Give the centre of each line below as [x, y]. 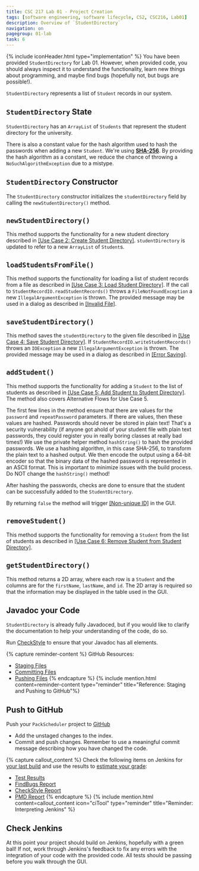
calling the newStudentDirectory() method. [59, 203]
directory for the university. [40, 132]
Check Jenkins [34, 828]
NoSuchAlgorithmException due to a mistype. [60, 163]
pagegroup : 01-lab [29, 34]
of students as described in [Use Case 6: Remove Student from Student [94, 541]
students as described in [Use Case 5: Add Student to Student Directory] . [96, 392]
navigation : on [25, 28]
